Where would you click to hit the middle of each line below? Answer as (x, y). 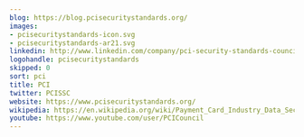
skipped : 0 (30, 68)
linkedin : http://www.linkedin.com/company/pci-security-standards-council (155, 51)
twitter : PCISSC (40, 93)
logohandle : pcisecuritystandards (75, 59)
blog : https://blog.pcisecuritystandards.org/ (99, 18)
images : (24, 26)
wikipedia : (30, 110)
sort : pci (28, 77)
